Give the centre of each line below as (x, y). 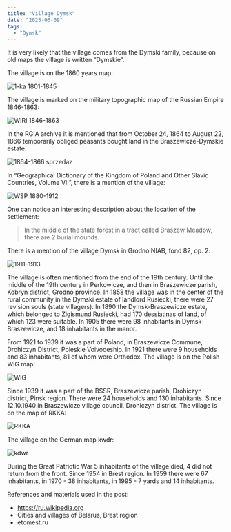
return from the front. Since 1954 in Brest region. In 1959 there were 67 (108, 474)
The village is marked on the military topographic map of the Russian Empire (115, 100)
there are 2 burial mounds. (62, 237)
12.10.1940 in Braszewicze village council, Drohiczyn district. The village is (112, 406)
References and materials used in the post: (68, 495)
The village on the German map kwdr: (61, 440)
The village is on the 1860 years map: (60, 73)
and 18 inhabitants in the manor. (92, 329)
